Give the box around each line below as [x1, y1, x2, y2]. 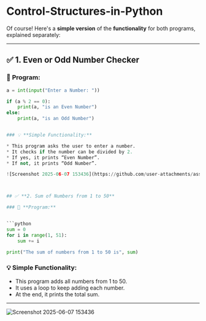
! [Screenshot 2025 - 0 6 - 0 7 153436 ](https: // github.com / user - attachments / [6, 171, 193, 178]
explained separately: [6, 31, 61, 38]
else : [6, 109, 20, 116]
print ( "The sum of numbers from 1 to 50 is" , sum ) [6, 249, 139, 255]
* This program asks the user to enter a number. [6, 143, 136, 149]
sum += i [17, 238, 40, 244]
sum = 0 [6, 226, 26, 232]
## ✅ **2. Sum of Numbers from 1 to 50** [6, 193, 115, 199]
